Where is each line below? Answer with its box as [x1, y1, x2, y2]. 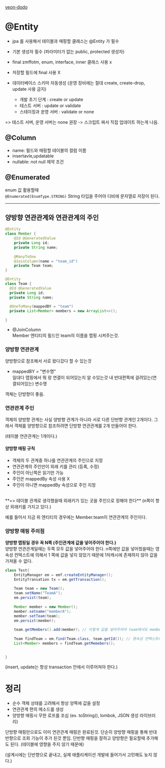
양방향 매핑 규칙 [5, 445, 35, 451]
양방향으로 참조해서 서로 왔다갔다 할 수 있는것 [5, 358, 92, 364]
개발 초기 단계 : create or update [19, 96, 83, 102]
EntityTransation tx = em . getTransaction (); [14, 577, 107, 582]
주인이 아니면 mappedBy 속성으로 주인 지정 [12, 482, 96, 488]
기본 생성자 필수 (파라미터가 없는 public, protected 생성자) [12, 49, 125, 55]
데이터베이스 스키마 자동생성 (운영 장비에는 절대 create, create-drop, [12, 80, 145, 85]
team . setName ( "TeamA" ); [14, 591, 63, 596]
